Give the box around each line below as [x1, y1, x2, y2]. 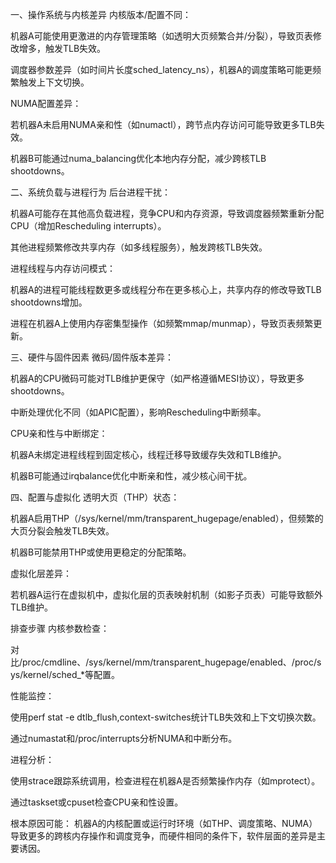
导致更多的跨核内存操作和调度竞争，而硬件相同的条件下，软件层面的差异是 [10, 830, 317, 842]
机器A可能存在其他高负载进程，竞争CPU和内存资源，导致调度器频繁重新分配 [10, 208, 325, 219]
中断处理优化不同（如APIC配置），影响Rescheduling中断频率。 [10, 406, 267, 418]
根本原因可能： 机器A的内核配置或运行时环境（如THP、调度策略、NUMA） [10, 818, 318, 829]
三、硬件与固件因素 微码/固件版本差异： [10, 351, 174, 363]
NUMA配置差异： [10, 98, 82, 109]
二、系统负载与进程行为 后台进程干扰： [10, 186, 171, 198]
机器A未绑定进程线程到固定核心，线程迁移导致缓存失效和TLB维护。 [10, 449, 287, 460]
